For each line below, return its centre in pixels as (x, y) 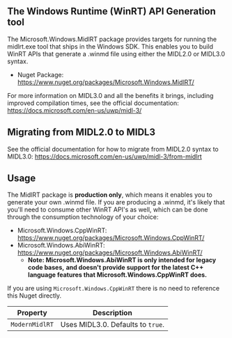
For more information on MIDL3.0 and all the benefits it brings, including (110, 95)
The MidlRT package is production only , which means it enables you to (110, 195)
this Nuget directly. (34, 296)
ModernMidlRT (32, 325)
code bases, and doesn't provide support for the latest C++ (116, 268)
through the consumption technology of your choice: (83, 217)
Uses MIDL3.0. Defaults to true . (113, 325)
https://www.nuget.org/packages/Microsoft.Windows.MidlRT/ (106, 82)
